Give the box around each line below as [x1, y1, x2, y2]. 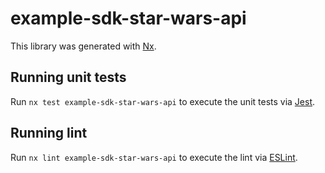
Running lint [10, 125, 88, 142]
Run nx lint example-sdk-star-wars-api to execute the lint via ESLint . [10, 151, 298, 163]
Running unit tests [10, 69, 127, 86]
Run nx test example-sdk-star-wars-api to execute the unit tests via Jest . [10, 95, 316, 107]
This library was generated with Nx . [10, 40, 157, 52]
